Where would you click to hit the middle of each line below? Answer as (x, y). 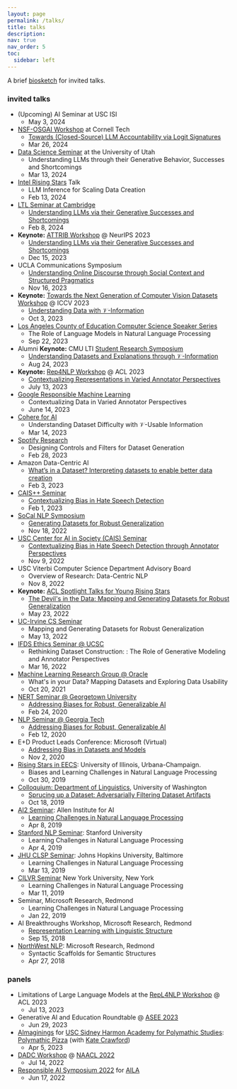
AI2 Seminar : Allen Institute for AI (66, 810)
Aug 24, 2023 (48, 364)
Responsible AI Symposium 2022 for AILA (79, 1071)
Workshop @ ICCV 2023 (53, 303)
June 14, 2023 (49, 410)
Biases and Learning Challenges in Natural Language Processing (122, 772)
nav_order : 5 (27, 47)
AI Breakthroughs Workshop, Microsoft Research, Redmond (105, 923)
